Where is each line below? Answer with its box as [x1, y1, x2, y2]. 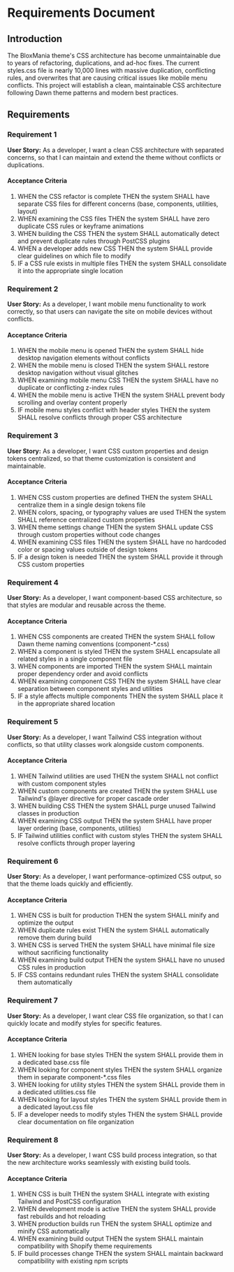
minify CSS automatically [17, 1227, 90, 1236]
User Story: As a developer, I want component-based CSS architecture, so [7, 594, 222, 602]
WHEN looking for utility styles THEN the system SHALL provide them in [17, 1080, 226, 1089]
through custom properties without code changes [17, 530, 161, 538]
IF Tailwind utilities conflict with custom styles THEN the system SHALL [17, 831, 223, 839]
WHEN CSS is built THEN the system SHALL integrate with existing [17, 1190, 210, 1198]
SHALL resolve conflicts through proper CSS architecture [17, 413, 182, 421]
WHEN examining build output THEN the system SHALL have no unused [17, 956, 225, 964]
